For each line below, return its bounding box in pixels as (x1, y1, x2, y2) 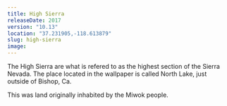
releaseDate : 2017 (7, 17, 61, 24)
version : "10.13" (7, 23, 59, 30)
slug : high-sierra (7, 37, 61, 44)
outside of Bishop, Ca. (7, 77, 72, 85)
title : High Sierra (7, 10, 65, 18)
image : (7, 43, 27, 50)
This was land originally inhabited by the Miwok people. (7, 91, 169, 99)
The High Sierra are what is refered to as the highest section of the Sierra (7, 62, 221, 70)
